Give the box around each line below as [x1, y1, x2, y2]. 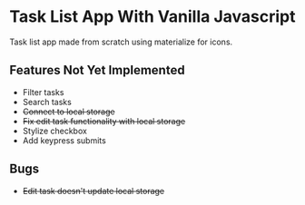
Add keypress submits [22, 134, 106, 146]
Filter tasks [22, 86, 64, 97]
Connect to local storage [22, 106, 115, 117]
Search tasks [22, 96, 73, 107]
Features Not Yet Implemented [9, 63, 185, 78]
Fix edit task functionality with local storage [22, 115, 186, 126]
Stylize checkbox [22, 125, 88, 136]
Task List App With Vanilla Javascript [9, 6, 296, 27]
